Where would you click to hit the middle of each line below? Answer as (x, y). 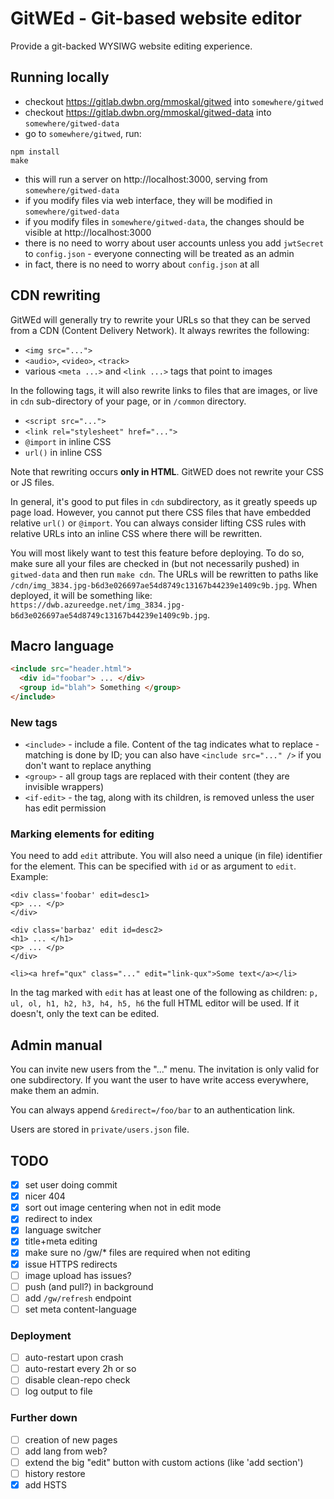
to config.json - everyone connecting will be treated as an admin (159, 253)
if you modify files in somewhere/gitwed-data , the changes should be (164, 221)
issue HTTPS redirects (71, 1264)
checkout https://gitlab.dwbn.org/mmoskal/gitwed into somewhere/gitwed (174, 101)
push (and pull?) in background (89, 1286)
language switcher (63, 1230)
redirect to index (58, 1219)
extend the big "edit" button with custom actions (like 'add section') (164, 1462)
